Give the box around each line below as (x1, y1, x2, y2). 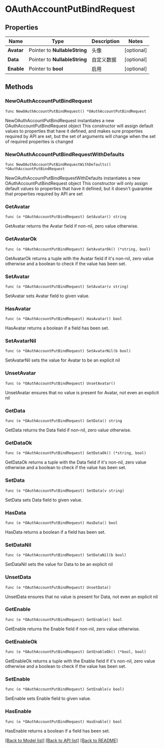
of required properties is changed (5, 139, 73, 144)
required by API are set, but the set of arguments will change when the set (5, 133, 156, 139)
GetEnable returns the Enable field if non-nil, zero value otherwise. (5, 626, 140, 632)
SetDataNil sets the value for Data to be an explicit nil (5, 561, 113, 567)
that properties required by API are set (5, 190, 83, 196)
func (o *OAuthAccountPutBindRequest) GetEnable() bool (5, 617, 122, 622)
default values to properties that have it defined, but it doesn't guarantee (5, 186, 153, 191)
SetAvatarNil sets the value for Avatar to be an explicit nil (5, 357, 120, 363)
